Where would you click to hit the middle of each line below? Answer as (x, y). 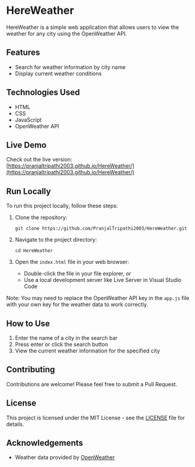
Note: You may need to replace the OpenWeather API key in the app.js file (98, 298)
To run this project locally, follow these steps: (62, 206)
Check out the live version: (39, 160)
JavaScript (28, 120)
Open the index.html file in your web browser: (72, 262)
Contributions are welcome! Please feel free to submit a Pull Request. (92, 384)
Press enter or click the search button (61, 344)
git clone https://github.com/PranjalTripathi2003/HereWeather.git (101, 229)
